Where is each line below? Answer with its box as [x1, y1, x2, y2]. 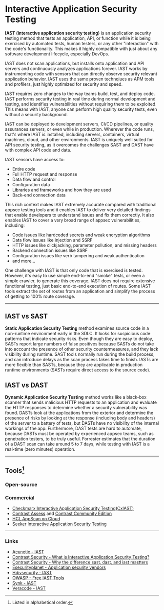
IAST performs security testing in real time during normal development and [5, 96, 156, 101]
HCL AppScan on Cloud [12, 516, 60, 522]
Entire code [12, 166, 36, 172]
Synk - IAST [12, 580, 37, 586]
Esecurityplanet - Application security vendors [12, 564, 106, 570]
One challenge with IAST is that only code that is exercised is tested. [5, 267, 143, 273]
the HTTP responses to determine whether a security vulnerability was [5, 404, 147, 410]
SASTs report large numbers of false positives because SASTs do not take [5, 341, 154, 346]
